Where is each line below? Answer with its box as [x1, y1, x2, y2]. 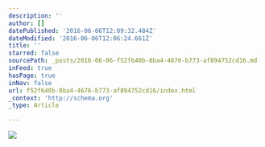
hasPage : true [8, 71, 56, 80]
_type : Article [8, 101, 60, 109]
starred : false [8, 49, 60, 57]
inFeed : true [8, 64, 52, 72]
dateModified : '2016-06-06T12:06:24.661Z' [8, 34, 153, 43]
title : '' [8, 42, 42, 50]
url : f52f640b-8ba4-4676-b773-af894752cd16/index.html [8, 86, 197, 95]
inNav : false [8, 79, 52, 87]
